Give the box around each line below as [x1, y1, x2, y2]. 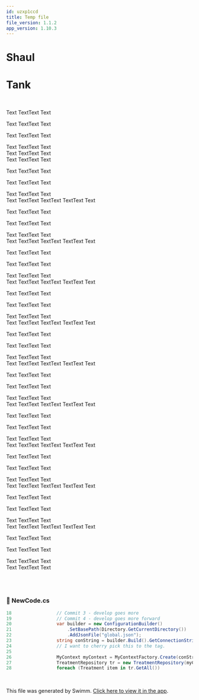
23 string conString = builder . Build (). [6, 638, 150, 644]
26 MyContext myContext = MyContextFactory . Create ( [6, 654, 179, 660]
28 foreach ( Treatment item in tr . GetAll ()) [6, 665, 161, 671]
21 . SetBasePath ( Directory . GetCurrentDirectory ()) [6, 626, 187, 632]
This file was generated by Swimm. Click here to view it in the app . [6, 688, 169, 695]
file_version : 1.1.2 [6, 20, 57, 26]
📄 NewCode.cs [6, 597, 50, 605]
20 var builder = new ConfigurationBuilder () [6, 621, 163, 627]
